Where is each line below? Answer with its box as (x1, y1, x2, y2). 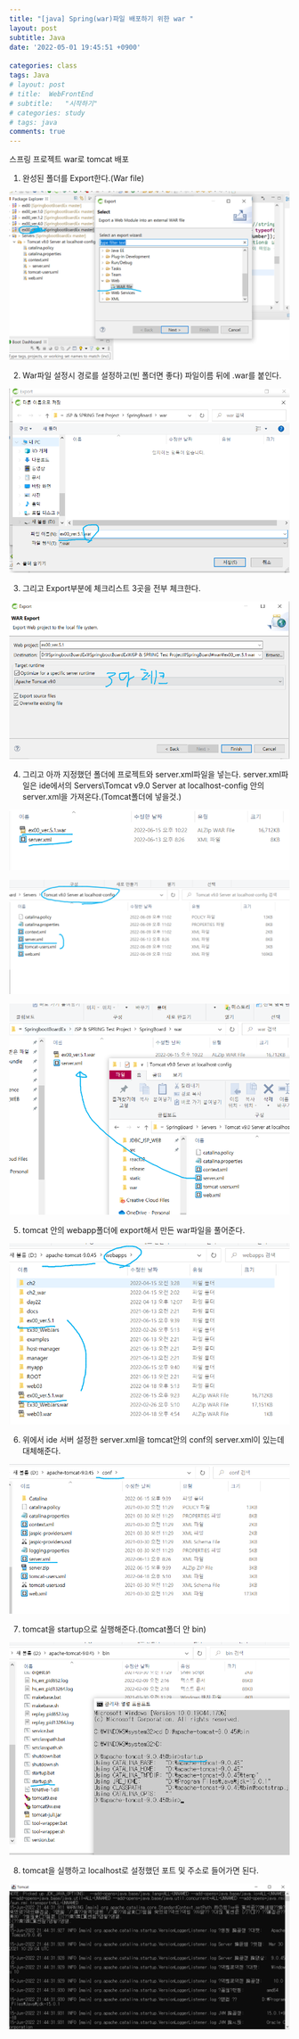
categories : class (9, 62, 77, 70)
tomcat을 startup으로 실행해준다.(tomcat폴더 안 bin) (21, 1624, 206, 1635)
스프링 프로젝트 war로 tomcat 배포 (9, 154, 129, 165)
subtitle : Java (9, 33, 66, 42)
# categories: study (9, 108, 86, 118)
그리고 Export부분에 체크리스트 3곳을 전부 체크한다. (21, 583, 201, 594)
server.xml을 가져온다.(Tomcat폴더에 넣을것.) (21, 791, 182, 802)
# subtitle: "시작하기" (9, 99, 98, 108)
